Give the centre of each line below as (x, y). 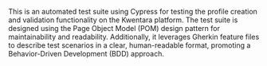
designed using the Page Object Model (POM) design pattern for (114, 28)
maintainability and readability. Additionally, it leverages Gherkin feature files (134, 37)
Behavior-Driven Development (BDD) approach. (86, 54)
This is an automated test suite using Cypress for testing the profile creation (133, 12)
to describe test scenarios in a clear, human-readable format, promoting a (130, 45)
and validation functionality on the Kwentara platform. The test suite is (123, 20)
